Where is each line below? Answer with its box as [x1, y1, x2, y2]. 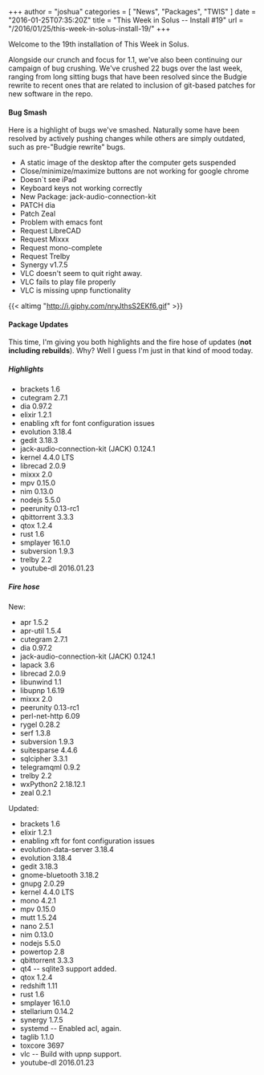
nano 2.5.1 [19, 922, 54, 931]
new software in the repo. [8, 89, 94, 99]
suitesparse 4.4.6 [19, 745, 78, 755]
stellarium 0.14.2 [19, 1007, 74, 1016]
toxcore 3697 [19, 1041, 64, 1050]
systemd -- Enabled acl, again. [19, 1024, 122, 1033]
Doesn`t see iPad [19, 175, 77, 185]
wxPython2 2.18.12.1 [19, 780, 86, 789]
